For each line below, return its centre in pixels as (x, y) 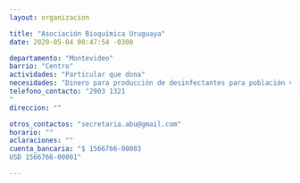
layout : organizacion (50, 17)
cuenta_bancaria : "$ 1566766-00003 (75, 149)
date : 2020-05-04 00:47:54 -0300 (71, 42)
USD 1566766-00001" (46, 157)
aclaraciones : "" (42, 141)
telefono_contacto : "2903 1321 (67, 91)
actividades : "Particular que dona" (77, 75)
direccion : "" (36, 108)
